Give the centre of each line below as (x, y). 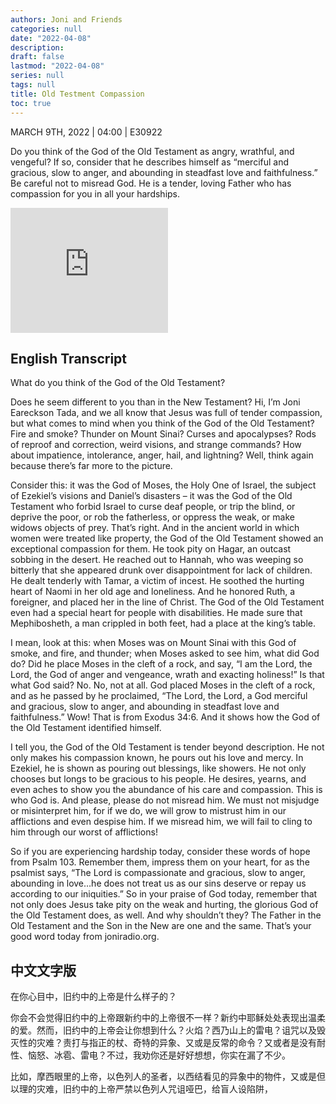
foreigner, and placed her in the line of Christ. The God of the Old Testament (167, 602)
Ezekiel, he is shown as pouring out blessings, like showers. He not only (158, 768)
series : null (37, 76)
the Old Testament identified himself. (86, 728)
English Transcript (69, 358)
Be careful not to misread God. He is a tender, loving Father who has (151, 183)
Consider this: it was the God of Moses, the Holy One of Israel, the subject (163, 485)
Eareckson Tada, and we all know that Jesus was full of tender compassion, (166, 413)
